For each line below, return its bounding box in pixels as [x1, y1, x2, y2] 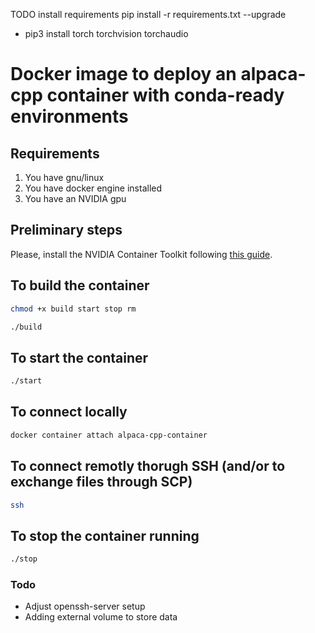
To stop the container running [10, 527, 200, 544]
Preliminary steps [10, 222, 123, 239]
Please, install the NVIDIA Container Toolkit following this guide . [10, 248, 273, 260]
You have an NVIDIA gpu [24, 193, 127, 204]
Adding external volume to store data [24, 611, 178, 623]
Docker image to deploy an [10, 63, 237, 86]
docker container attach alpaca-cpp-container [10, 430, 208, 440]
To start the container [10, 349, 149, 366]
